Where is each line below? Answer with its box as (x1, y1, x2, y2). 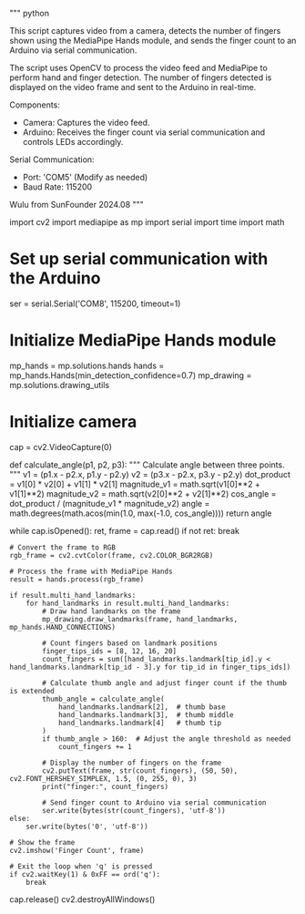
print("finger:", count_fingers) (42, 782, 169, 791)
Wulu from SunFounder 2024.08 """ (9, 200, 144, 210)
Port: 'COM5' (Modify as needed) (22, 172, 148, 182)
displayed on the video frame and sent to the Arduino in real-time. (9, 82, 257, 92)
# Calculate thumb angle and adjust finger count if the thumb (42, 678, 287, 687)
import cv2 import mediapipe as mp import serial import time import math (9, 217, 285, 227)
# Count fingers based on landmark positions (42, 638, 219, 648)
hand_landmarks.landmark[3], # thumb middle (57, 710, 234, 719)
